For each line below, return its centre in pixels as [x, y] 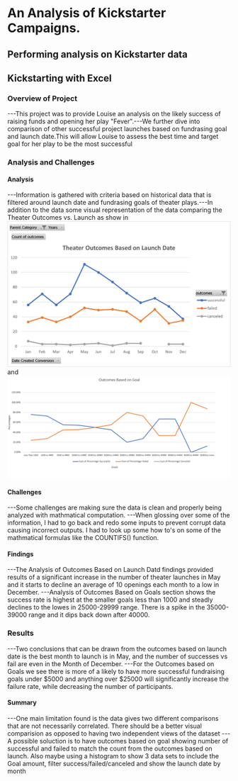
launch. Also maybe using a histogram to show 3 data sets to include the [113, 755]
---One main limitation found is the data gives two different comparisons [113, 718]
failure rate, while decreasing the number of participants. [90, 686]
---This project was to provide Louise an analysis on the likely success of [114, 114]
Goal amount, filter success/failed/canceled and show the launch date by [114, 763]
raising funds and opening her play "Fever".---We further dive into [104, 121]
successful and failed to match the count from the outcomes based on [110, 748]
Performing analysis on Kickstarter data [97, 54]
